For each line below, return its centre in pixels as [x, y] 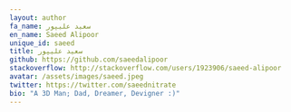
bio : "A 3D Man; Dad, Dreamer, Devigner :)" [95, 93]
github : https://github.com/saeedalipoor [89, 60]
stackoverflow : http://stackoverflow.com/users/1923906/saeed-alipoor [145, 69]
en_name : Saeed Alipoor [54, 34]
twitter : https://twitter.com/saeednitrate [93, 85]
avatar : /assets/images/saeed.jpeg [77, 77]
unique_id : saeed [42, 43]
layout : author [38, 18]
